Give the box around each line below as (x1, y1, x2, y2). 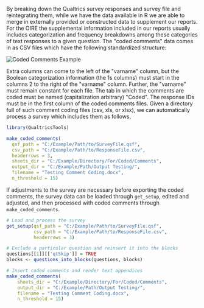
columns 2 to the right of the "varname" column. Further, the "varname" (6, 80, 187, 88)
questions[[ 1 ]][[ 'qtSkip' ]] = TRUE (6, 251, 97, 257)
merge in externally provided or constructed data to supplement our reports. (6, 18, 198, 25)
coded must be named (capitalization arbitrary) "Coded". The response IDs (6, 94, 195, 100)
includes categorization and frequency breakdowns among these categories (6, 31, 198, 38)
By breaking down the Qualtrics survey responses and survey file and (6, 5, 181, 12)
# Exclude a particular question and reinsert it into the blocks (6, 245, 178, 251)
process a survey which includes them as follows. (6, 113, 132, 120)
